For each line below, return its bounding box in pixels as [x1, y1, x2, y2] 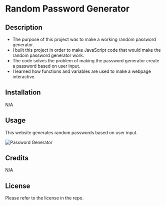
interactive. [12, 74, 36, 79]
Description [5, 23, 42, 32]
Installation [5, 88, 41, 97]
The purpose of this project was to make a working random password [12, 36, 156, 42]
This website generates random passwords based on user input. [5, 129, 138, 136]
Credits [5, 154, 29, 162]
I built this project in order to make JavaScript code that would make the [12, 47, 161, 53]
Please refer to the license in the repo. [5, 195, 84, 201]
